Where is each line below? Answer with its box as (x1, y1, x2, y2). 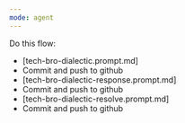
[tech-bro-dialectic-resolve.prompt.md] (22, 93, 170, 104)
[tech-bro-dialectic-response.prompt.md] (22, 74, 177, 85)
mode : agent (9, 13, 54, 22)
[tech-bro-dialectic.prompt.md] (22, 55, 139, 66)
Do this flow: (9, 38, 57, 48)
